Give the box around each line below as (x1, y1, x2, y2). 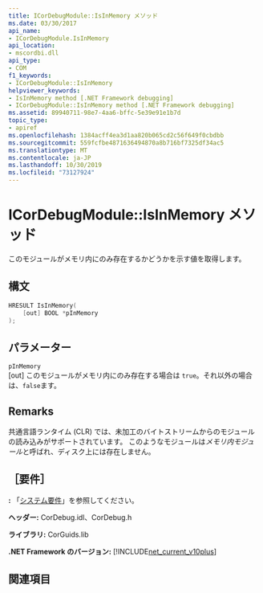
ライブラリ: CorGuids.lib (8, 530, 89, 539)
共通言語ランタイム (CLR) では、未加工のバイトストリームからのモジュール (8, 427, 255, 436)
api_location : (8, 42, 56, 50)
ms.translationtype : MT (8, 146, 88, 154)
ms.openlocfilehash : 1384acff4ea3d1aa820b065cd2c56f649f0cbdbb (8, 131, 225, 139)
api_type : (8, 57, 42, 65)
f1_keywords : (8, 72, 52, 80)
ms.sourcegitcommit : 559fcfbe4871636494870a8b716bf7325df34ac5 (8, 138, 225, 147)
